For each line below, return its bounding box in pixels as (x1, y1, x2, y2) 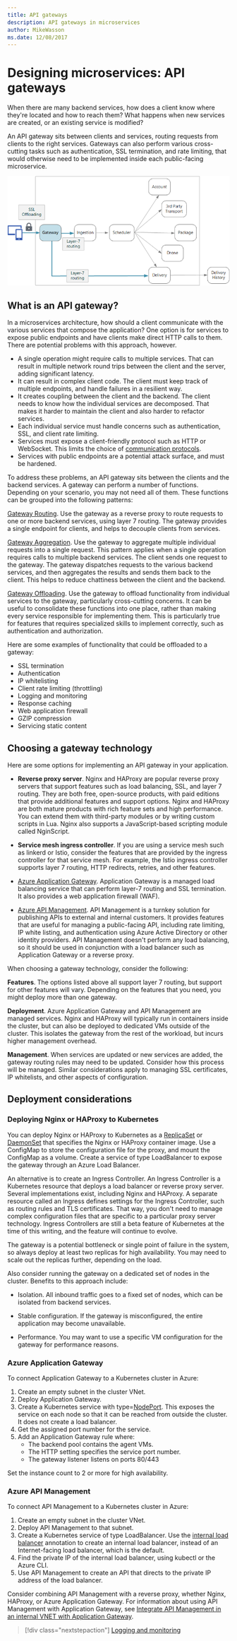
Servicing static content (17, 722, 87, 730)
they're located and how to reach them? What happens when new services (7, 111, 225, 119)
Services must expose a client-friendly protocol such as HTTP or (17, 437, 207, 446)
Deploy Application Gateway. (17, 1395, 102, 1404)
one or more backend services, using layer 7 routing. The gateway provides (7, 517, 227, 525)
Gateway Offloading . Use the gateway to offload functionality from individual (7, 590, 231, 598)
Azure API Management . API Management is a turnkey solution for (17, 906, 210, 914)
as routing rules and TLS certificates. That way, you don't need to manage (7, 1204, 223, 1212)
